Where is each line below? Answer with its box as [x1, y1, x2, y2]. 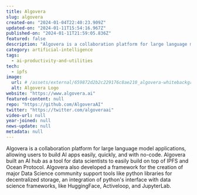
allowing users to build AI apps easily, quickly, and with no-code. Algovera [6, 151, 186, 158]
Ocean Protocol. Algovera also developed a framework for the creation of [6, 163, 184, 170]
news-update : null [6, 123, 51, 129]
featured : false [6, 36, 46, 42]
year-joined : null [6, 118, 51, 124]
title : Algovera [6, 8, 46, 15]
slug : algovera [6, 14, 43, 20]
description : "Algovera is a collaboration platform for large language [6, 42, 188, 48]
